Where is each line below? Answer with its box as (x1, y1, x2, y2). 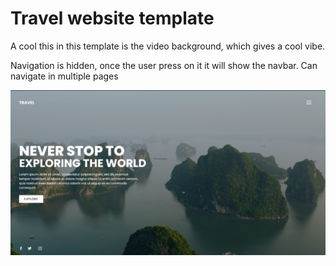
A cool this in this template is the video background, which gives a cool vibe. (10, 40, 326, 52)
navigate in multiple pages (10, 70, 119, 82)
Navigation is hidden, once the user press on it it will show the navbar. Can (10, 59, 318, 71)
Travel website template (10, 7, 215, 30)
